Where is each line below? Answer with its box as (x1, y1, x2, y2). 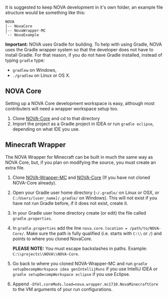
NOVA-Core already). (12, 179, 57, 185)
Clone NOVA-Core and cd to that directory (12, 115, 100, 121)
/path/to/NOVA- (129, 226, 161, 231)
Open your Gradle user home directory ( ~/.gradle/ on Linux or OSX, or (12, 189, 159, 195)
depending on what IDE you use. (12, 126, 80, 132)
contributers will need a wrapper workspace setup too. (5, 106, 119, 112)
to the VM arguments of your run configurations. (12, 286, 113, 292)
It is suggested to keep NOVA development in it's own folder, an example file (5, 5, 163, 10)
